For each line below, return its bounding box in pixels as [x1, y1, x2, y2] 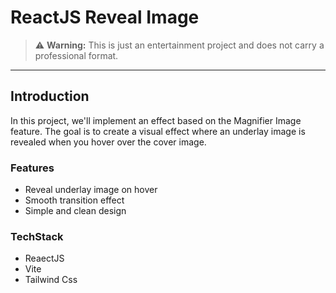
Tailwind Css [24, 274, 78, 286]
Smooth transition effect [24, 194, 125, 206]
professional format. [34, 49, 119, 61]
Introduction [10, 88, 90, 105]
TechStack [10, 229, 64, 243]
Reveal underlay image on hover [24, 184, 158, 196]
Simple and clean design [24, 205, 127, 217]
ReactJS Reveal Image [10, 6, 200, 29]
